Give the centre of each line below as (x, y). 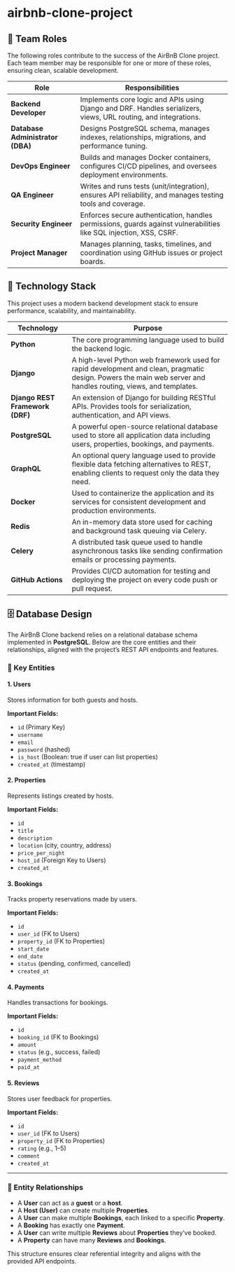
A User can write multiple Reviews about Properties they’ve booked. (117, 1232)
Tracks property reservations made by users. (72, 899)
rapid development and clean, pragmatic (138, 368)
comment (28, 1156)
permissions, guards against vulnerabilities (150, 224)
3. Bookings (25, 883)
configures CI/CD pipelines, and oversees (148, 166)
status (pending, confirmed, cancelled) (74, 964)
